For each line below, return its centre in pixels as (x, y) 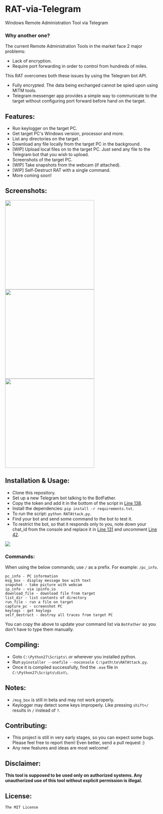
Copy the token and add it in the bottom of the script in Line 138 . (77, 503)
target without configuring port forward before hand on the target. (79, 101)
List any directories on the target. (46, 139)
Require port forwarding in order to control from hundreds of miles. (80, 66)
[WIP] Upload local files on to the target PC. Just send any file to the (81, 149)
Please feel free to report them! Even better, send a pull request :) (78, 743)
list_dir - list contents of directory (46, 598)
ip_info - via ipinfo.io (30, 589)
